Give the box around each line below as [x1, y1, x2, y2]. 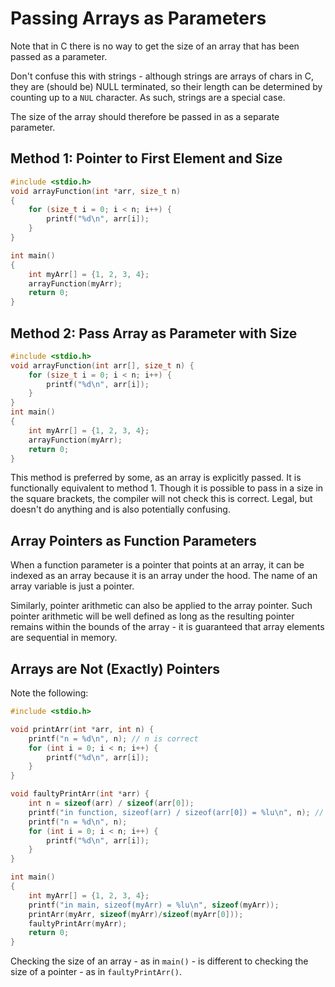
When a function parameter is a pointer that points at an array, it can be [10, 559, 305, 571]
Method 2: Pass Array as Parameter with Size [10, 325, 298, 342]
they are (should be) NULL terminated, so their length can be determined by [10, 80, 323, 92]
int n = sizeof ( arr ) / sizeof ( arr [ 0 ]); [28, 798, 195, 809]
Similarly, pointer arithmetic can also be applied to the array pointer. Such [10, 600, 313, 612]
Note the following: [10, 687, 89, 699]
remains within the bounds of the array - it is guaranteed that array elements [10, 621, 325, 633]
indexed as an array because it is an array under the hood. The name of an [10, 570, 318, 582]
